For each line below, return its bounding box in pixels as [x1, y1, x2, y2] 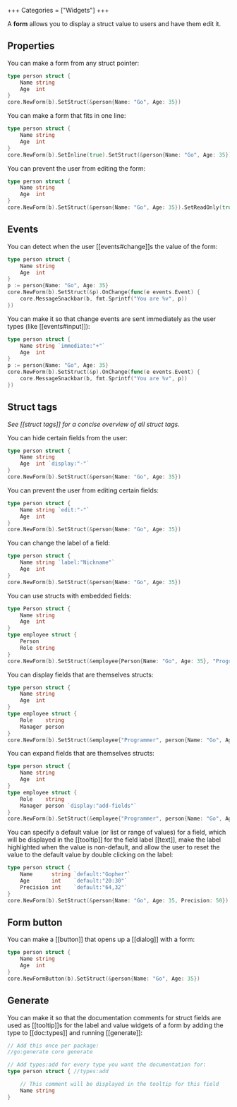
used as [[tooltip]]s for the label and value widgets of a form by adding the [7, 1021, 224, 1029]
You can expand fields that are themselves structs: [7, 749, 155, 758]
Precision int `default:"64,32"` [20, 883, 128, 891]
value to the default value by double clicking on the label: [7, 850, 174, 859]
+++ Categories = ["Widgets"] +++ [7, 6, 109, 14]
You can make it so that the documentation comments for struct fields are [7, 1013, 221, 1022]
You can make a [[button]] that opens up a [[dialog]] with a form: [7, 935, 195, 944]
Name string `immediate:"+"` [20, 342, 106, 349]
